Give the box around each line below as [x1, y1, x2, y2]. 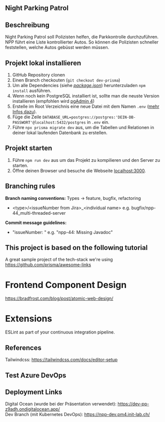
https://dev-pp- [117, 401, 150, 407]
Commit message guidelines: [5, 220, 67, 226]
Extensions [5, 313, 53, 324]
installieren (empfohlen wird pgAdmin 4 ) [12, 98, 95, 104]
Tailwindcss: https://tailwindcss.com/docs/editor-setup [5, 357, 118, 363]
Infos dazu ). [12, 109, 37, 115]
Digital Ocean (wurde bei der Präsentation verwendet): [5, 401, 117, 407]
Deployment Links [5, 388, 62, 396]
